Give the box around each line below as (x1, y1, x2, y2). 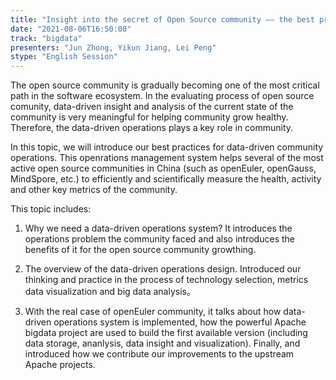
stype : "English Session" (10, 52, 118, 62)
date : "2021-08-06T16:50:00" (10, 24, 132, 34)
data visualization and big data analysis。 (24, 286, 196, 298)
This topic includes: (10, 203, 92, 215)
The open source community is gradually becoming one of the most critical (10, 79, 320, 91)
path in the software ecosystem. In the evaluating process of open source (10, 90, 315, 102)
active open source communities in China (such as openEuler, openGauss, (10, 162, 317, 175)
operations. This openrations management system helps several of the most (10, 152, 324, 164)
